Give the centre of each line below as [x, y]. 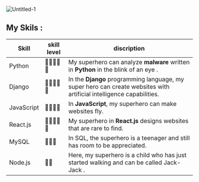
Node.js [20, 162]
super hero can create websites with [119, 86]
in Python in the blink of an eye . [113, 70]
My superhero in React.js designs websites [128, 121]
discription [129, 48]
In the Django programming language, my [126, 79]
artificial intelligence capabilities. [113, 94]
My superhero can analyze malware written [129, 62]
